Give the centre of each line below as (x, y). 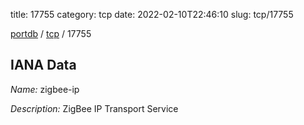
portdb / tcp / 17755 (51, 33)
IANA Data (43, 65)
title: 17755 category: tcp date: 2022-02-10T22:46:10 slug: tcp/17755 (152, 14)
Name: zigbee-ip (45, 89)
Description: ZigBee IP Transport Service (94, 108)
